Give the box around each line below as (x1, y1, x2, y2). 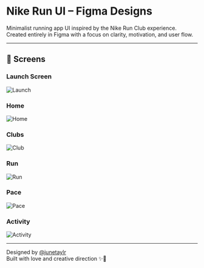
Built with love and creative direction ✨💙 (6, 255, 107, 263)
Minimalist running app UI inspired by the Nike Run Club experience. (6, 24, 177, 32)
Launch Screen (6, 72, 52, 81)
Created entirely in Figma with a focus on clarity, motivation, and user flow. (6, 30, 194, 38)
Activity (6, 217, 30, 225)
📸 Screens (6, 54, 46, 64)
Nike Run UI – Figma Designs (6, 4, 153, 18)
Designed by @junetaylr (6, 249, 67, 256)
